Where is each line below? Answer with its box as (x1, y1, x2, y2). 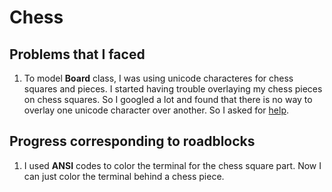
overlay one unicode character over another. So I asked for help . (23, 104, 289, 116)
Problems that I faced (9, 46, 146, 63)
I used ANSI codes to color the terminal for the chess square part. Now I (23, 159, 322, 171)
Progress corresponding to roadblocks (9, 133, 256, 150)
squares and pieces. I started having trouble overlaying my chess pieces (23, 83, 323, 95)
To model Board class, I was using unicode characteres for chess (23, 72, 294, 84)
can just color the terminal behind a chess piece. (23, 170, 225, 182)
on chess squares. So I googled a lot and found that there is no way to (23, 94, 313, 105)
